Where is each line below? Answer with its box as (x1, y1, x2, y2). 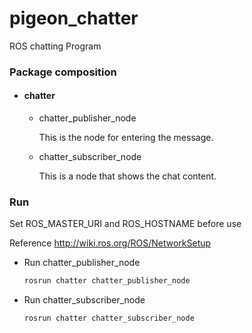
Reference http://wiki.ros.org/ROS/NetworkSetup (9, 237, 212, 249)
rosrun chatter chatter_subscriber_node (23, 313, 195, 324)
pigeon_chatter (9, 7, 139, 30)
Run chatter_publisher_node (23, 257, 141, 269)
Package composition (9, 65, 117, 79)
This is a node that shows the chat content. (38, 170, 217, 182)
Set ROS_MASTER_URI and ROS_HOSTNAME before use (9, 218, 242, 230)
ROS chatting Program (9, 40, 102, 52)
